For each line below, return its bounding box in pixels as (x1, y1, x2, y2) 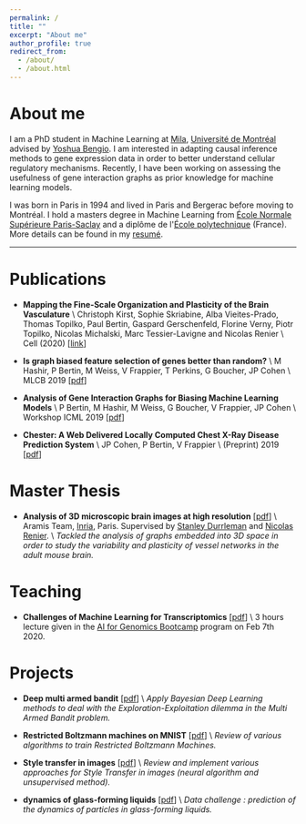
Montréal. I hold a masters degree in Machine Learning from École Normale (9, 209, 292, 219)
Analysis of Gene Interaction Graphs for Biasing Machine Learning (22, 392, 280, 403)
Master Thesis (9, 480, 121, 501)
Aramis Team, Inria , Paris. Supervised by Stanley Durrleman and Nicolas (22, 520, 294, 531)
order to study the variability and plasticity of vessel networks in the (22, 539, 280, 551)
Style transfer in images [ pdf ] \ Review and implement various (22, 757, 260, 768)
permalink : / (9, 13, 59, 23)
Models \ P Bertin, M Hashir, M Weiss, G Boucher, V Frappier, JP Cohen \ (22, 402, 297, 412)
